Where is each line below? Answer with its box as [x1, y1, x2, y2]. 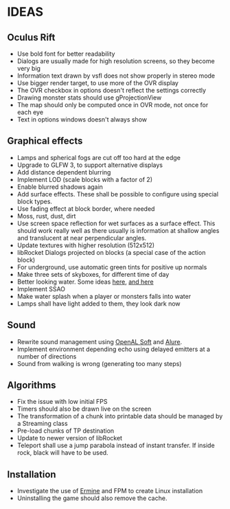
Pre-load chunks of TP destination [16, 427, 115, 435]
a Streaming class [16, 420, 68, 428]
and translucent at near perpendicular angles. [16, 234, 147, 242]
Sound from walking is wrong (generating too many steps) [16, 359, 182, 367]
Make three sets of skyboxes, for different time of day [16, 270, 170, 278]
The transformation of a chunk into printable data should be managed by [16, 412, 223, 420]
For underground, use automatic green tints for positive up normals [16, 262, 207, 271]
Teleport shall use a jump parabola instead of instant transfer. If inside [16, 441, 215, 450]
